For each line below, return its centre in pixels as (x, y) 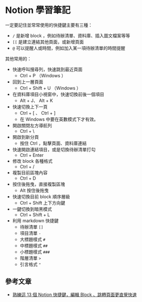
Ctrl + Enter (32, 155)
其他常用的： (18, 58)
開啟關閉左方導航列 (32, 125)
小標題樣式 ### (35, 252)
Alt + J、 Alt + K (36, 100)
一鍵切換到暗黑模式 (32, 209)
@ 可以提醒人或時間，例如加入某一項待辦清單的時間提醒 (69, 48)
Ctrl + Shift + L (35, 215)
